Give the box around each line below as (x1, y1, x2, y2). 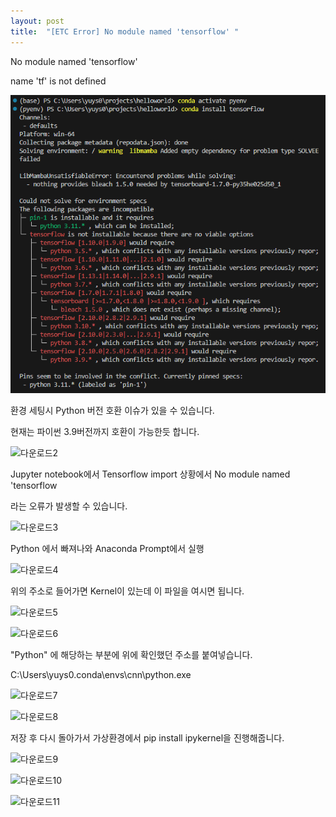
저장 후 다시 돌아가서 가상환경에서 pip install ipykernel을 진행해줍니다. (10, 731, 285, 744)
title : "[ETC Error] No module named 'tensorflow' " (10, 26, 240, 37)
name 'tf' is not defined (10, 75, 107, 87)
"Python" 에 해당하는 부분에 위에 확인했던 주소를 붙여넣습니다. (10, 648, 253, 660)
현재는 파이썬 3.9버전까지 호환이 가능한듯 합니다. (10, 425, 200, 437)
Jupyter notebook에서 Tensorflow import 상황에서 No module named (10, 468, 291, 480)
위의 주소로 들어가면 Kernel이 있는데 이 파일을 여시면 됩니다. (10, 585, 245, 597)
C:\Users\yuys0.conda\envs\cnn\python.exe (10, 668, 192, 680)
